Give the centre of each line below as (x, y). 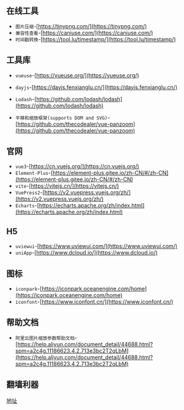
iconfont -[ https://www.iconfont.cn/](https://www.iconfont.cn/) (94, 302)
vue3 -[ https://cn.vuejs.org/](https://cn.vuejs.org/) (77, 166)
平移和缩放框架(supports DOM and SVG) (61, 118)
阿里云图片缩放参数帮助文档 (45, 338)
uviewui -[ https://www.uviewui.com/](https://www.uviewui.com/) (96, 246)
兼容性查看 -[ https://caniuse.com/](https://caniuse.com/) (84, 33)
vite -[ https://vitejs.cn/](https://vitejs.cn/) (67, 186)
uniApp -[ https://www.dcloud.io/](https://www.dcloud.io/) (86, 253)
